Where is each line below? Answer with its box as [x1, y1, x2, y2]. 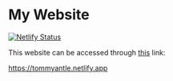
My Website [8, 6, 90, 24]
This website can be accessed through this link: [8, 47, 166, 57]
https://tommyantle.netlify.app [8, 63, 108, 73]
